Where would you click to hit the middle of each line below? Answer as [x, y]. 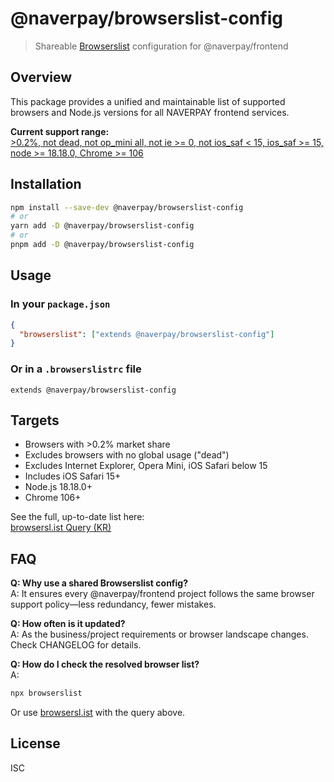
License [35, 743]
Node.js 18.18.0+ [58, 487]
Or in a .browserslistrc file [76, 369]
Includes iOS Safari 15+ [73, 476]
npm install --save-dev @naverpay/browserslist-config [127, 207]
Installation [46, 184]
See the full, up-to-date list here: [77, 517]
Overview [41, 77]
